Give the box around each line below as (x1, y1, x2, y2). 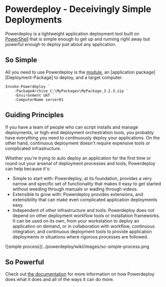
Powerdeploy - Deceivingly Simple (5, 3, 151, 15)
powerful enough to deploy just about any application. (5, 41, 116, 47)
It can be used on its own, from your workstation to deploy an (12, 217, 139, 223)
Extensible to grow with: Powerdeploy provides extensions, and (12, 191, 143, 197)
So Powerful (5, 257, 44, 266)
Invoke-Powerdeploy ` (5, 84, 50, 89)
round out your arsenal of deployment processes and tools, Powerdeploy (5, 160, 155, 166)
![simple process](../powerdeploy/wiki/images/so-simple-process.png (5, 243, 149, 249)
